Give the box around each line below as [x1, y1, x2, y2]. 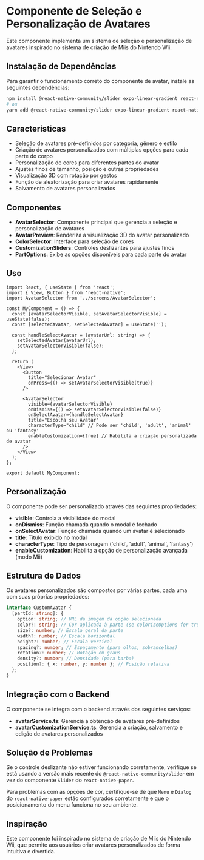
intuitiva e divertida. [6, 848, 56, 855]
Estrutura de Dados [6, 571, 81, 581]
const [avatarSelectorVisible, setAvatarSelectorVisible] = [12, 311, 167, 317]
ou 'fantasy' [6, 428, 39, 434]
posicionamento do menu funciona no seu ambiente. [6, 801, 138, 808]
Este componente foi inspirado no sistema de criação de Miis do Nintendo [6, 835, 191, 842]
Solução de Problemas [6, 748, 93, 758]
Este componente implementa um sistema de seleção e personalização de [6, 37, 192, 44]
